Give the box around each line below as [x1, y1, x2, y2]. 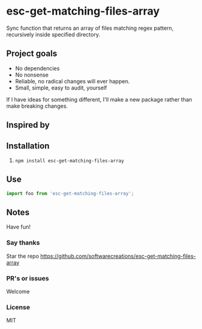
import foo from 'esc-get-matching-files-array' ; [6, 190, 135, 196]
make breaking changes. [6, 102, 68, 109]
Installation [6, 140, 50, 151]
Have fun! [6, 223, 31, 230]
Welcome [6, 288, 30, 296]
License [6, 303, 30, 311]
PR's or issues [6, 274, 50, 282]
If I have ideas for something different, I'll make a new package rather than [6, 95, 192, 103]
